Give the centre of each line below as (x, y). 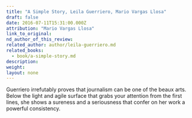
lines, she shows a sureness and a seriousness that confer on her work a (96, 103)
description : (22, 61)
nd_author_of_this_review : (40, 39)
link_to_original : (29, 34)
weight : (16, 67)
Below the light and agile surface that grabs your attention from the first (94, 96)
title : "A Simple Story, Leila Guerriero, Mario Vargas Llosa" (86, 12)
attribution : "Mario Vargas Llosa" (50, 28)
